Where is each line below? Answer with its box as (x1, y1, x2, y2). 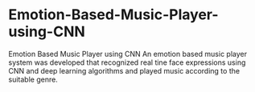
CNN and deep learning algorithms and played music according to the (8, 66, 240, 75)
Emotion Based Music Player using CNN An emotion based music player (8, 49, 248, 58)
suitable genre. (8, 74, 58, 84)
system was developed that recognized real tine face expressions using (8, 58, 246, 67)
